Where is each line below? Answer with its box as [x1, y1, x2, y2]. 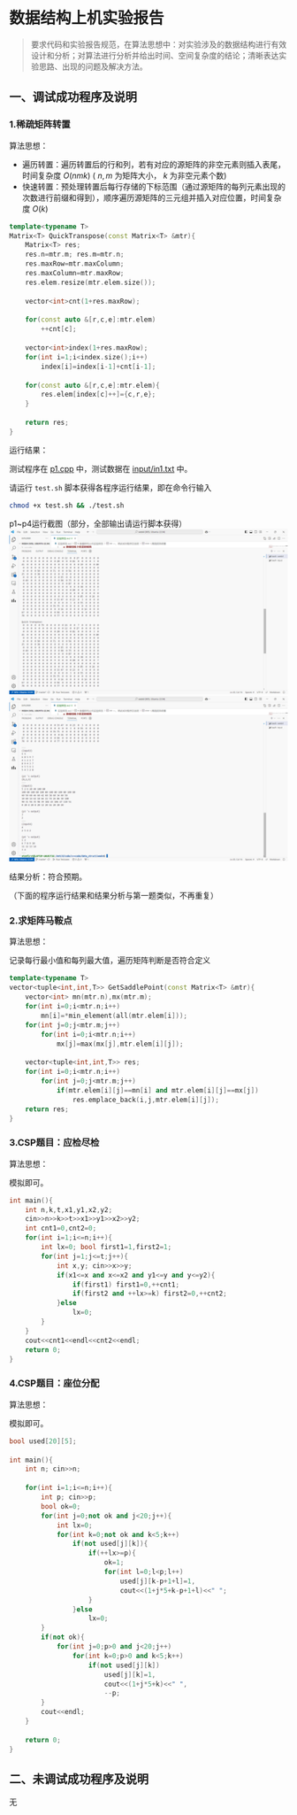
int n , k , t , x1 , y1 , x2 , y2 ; [25, 1205, 113, 1214]
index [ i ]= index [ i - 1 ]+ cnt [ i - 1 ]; [41, 362, 156, 371]
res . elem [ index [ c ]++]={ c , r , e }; [41, 390, 156, 399]
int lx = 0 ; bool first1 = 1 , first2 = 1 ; [41, 1243, 172, 1252]
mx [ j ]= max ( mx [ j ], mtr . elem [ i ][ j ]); [56, 1039, 184, 1048]
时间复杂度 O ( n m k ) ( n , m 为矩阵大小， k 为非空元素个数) [21, 170, 227, 181]
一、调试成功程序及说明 [9, 89, 137, 104]
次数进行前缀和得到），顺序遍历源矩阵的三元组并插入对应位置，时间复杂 [21, 192, 282, 203]
